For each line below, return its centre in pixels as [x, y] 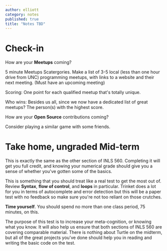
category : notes [22, 14]
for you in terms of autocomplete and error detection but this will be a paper [83, 192]
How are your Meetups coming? [38, 62]
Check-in [25, 48]
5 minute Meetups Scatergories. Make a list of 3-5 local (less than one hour [83, 72]
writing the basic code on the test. [40, 243]
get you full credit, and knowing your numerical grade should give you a [79, 166]
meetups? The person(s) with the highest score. [54, 107]
